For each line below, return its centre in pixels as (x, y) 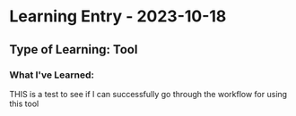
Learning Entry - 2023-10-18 (118, 17)
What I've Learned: (52, 75)
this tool (24, 104)
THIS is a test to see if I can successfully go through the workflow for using (148, 94)
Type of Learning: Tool (74, 50)
